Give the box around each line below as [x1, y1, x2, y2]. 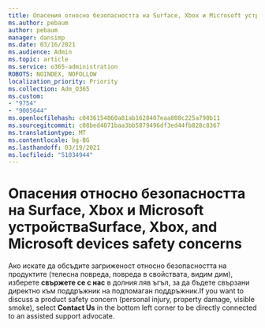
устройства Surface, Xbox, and [8, 218, 218, 237]
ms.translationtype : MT [8, 129, 87, 136]
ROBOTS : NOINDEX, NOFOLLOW [8, 70, 97, 78]
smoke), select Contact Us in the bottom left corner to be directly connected [8, 303, 257, 312]
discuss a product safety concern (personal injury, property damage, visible [8, 295, 255, 304]
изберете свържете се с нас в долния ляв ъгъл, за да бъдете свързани [8, 278, 250, 288]
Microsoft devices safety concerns [8, 235, 242, 253]
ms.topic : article [8, 56, 69, 64]
